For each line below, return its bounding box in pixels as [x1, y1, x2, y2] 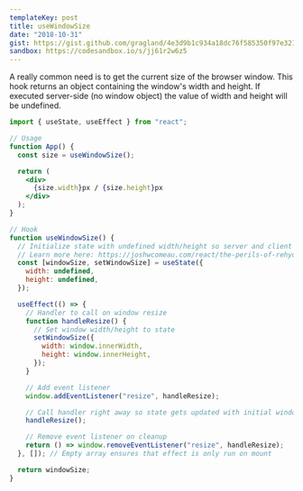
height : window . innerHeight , [41, 350, 151, 359]
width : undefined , [25, 267, 95, 276]
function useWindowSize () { [9, 233, 115, 242]
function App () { [9, 141, 75, 151]
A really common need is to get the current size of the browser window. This [9, 71, 293, 82]
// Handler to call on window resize [25, 308, 168, 317]
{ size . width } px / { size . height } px [32, 184, 164, 193]
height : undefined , [25, 276, 99, 285]
